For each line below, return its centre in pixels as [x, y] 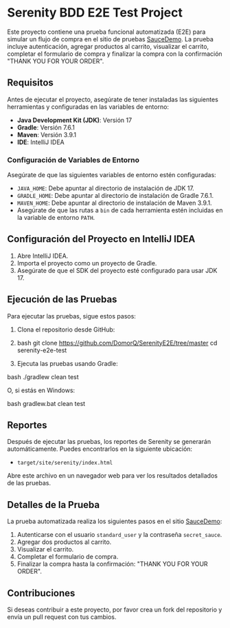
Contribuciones [41, 593]
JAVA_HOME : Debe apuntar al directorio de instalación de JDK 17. [105, 188]
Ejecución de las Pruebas [62, 300]
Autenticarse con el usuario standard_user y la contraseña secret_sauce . [119, 535]
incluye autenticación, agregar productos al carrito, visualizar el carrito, [108, 46]
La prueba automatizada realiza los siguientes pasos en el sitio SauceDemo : [115, 521]
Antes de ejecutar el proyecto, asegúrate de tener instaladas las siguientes [113, 99]
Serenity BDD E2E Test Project [95, 13]
